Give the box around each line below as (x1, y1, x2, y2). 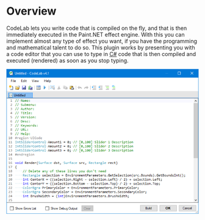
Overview (6, 4, 57, 18)
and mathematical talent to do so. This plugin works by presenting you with (6, 44, 195, 51)
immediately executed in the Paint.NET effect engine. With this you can (6, 30, 185, 38)
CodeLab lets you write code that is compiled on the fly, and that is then (6, 24, 187, 32)
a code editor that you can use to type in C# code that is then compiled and (6, 50, 196, 57)
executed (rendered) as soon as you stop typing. (6, 57, 129, 64)
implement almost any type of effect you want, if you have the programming (6, 37, 197, 44)
